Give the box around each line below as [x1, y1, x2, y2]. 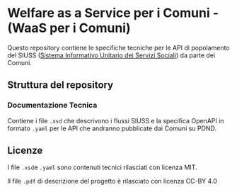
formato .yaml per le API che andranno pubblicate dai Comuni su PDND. [7, 124, 217, 132]
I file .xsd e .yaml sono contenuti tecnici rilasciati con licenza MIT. [7, 163, 197, 171]
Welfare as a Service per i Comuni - [7, 5, 219, 21]
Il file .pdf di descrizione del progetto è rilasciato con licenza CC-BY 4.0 [7, 177, 218, 186]
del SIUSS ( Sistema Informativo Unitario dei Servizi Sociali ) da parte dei [7, 51, 216, 60]
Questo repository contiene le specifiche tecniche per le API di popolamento [7, 43, 230, 52]
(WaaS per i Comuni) [7, 20, 131, 36]
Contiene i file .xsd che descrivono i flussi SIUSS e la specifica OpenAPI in [7, 116, 224, 125]
